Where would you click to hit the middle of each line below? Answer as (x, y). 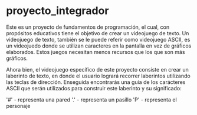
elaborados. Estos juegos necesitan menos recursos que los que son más (96, 52)
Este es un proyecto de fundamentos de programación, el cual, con (88, 27)
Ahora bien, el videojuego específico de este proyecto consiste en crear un (97, 69)
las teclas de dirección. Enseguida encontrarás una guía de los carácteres (96, 82)
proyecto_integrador (58, 11)
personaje (18, 106)
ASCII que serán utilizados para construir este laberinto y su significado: (94, 88)
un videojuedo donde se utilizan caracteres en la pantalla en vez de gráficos (99, 46)
